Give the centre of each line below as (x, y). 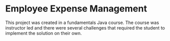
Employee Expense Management (76, 9)
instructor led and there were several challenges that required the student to (85, 27)
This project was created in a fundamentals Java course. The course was (82, 22)
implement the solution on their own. (44, 33)
